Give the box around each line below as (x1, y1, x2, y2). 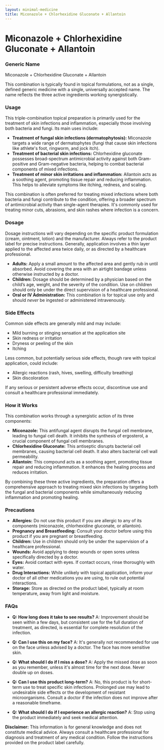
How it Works (5, 402, 38, 409)
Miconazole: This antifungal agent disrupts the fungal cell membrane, (12, 428, 153, 434)
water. (12, 564, 25, 571)
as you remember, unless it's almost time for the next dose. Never (12, 664, 145, 670)
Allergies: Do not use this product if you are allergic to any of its (12, 518, 142, 524)
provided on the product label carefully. (5, 739, 85, 745)
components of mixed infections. (12, 166, 79, 172)
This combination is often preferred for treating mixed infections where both (5, 192, 158, 197)
